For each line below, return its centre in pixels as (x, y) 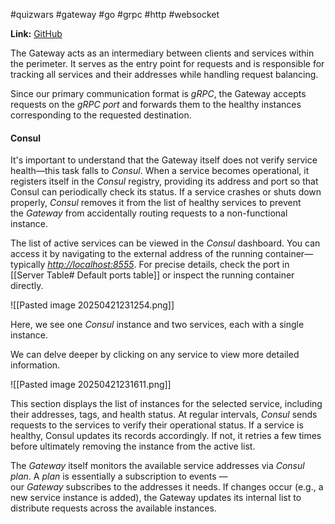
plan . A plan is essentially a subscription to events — (119, 476)
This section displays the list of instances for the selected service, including (166, 404)
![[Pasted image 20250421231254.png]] (92, 305)
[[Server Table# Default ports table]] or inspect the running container (152, 275)
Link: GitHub (36, 33)
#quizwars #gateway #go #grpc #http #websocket (115, 14)
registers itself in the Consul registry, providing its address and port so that (164, 181)
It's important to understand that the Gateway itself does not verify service (164, 160)
